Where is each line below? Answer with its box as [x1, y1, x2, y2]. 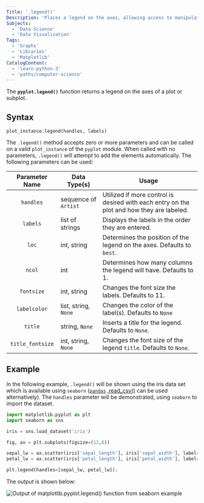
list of [60, 216, 77, 224]
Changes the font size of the [102, 336, 183, 345]
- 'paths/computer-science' [12, 71, 83, 77]
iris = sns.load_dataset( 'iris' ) [6, 428, 91, 434]
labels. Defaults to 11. [102, 291, 165, 300]
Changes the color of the [102, 301, 174, 309]
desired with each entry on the [102, 199, 190, 207]
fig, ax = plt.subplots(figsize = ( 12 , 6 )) [6, 439, 110, 445]
